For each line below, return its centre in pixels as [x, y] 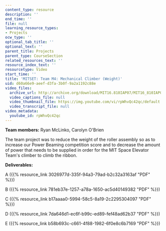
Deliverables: [19, 165]
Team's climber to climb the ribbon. [41, 155]
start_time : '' [21, 74]
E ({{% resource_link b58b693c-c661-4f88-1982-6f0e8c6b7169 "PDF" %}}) [83, 223]
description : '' [22, 14]
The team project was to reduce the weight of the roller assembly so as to [80, 139]
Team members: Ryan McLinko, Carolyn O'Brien [55, 130]
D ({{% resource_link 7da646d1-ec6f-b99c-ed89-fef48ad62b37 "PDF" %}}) [83, 214]
